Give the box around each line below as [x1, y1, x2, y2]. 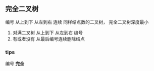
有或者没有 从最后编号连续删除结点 [12, 35, 85, 41]
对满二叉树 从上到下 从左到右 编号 [12, 29, 83, 35]
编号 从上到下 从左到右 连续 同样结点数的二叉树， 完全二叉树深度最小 [5, 19, 149, 25]
